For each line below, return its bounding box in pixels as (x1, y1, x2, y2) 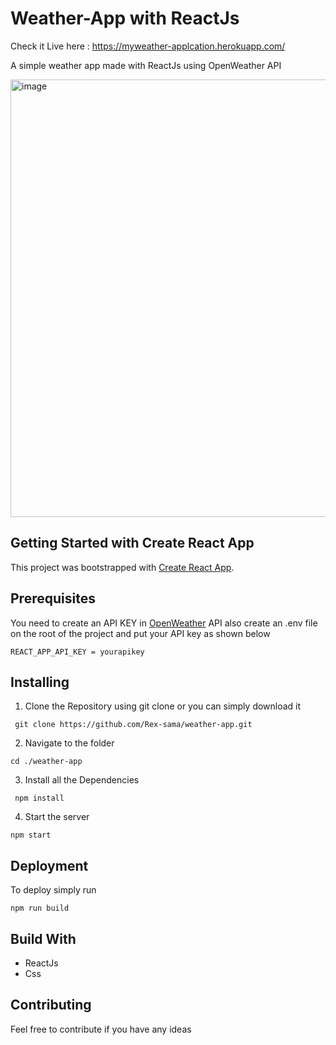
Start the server (24, 811, 90, 823)
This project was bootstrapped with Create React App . (10, 561, 235, 573)
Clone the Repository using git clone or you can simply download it (24, 700, 302, 712)
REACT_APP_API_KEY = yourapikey (10, 647, 145, 657)
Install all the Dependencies (24, 774, 140, 786)
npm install (14, 793, 65, 804)
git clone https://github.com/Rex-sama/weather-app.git (14, 720, 253, 730)
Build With (10, 930, 77, 947)
